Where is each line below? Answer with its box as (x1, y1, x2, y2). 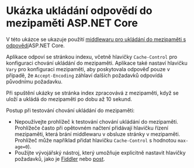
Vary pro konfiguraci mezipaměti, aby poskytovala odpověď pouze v (6, 65, 171, 72)
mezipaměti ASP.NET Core (6, 16, 138, 30)
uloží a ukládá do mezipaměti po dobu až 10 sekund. (6, 95, 133, 103)
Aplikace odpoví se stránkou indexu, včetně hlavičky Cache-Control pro (6, 53, 178, 60)
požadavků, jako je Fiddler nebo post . (14, 155, 105, 162)
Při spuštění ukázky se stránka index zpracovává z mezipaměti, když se (6, 89, 179, 96)
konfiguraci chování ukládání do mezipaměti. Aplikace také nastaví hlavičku (6, 60, 188, 66)
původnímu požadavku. (6, 78, 63, 85)
